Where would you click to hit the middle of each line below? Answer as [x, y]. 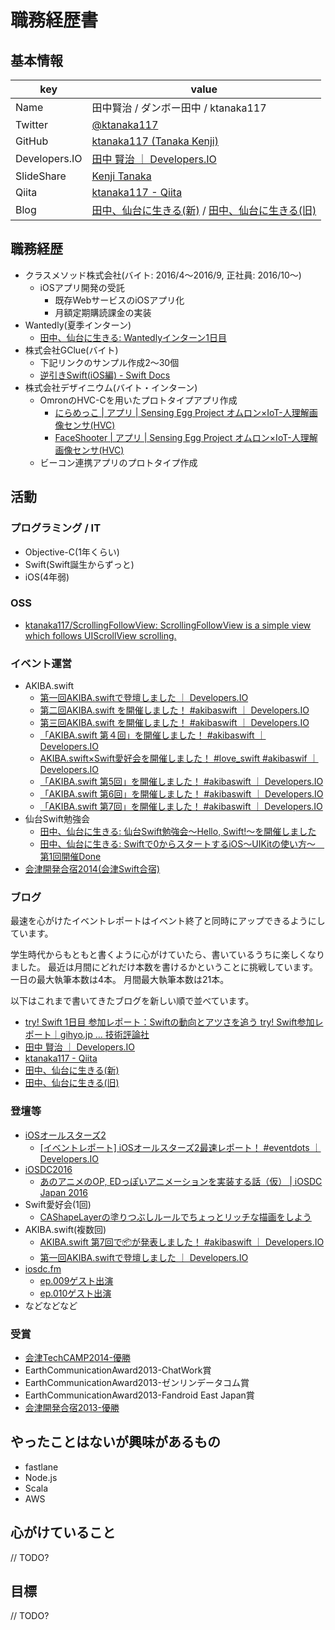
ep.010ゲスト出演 [75, 1293]
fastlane [41, 1467]
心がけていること [63, 1532]
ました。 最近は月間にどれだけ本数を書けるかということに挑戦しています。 [164, 967]
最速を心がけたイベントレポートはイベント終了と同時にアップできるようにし [168, 921]
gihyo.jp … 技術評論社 [104, 1035]
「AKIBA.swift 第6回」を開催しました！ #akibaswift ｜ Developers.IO [181, 794]
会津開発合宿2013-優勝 [72, 1407]
